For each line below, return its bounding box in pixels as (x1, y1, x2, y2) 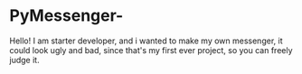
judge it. (9, 54, 40, 65)
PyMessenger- (9, 5, 124, 26)
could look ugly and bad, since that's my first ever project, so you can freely (9, 44, 293, 55)
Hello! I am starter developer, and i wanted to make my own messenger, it (9, 35, 283, 46)
